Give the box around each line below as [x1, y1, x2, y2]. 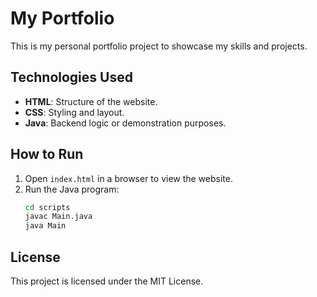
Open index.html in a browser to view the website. [24, 172, 234, 184]
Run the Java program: [24, 183, 120, 195]
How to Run [10, 146, 84, 163]
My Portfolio [10, 7, 115, 30]
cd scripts [24, 202, 71, 212]
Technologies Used [10, 69, 133, 86]
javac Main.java [24, 212, 93, 222]
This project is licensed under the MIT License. [10, 275, 204, 287]
